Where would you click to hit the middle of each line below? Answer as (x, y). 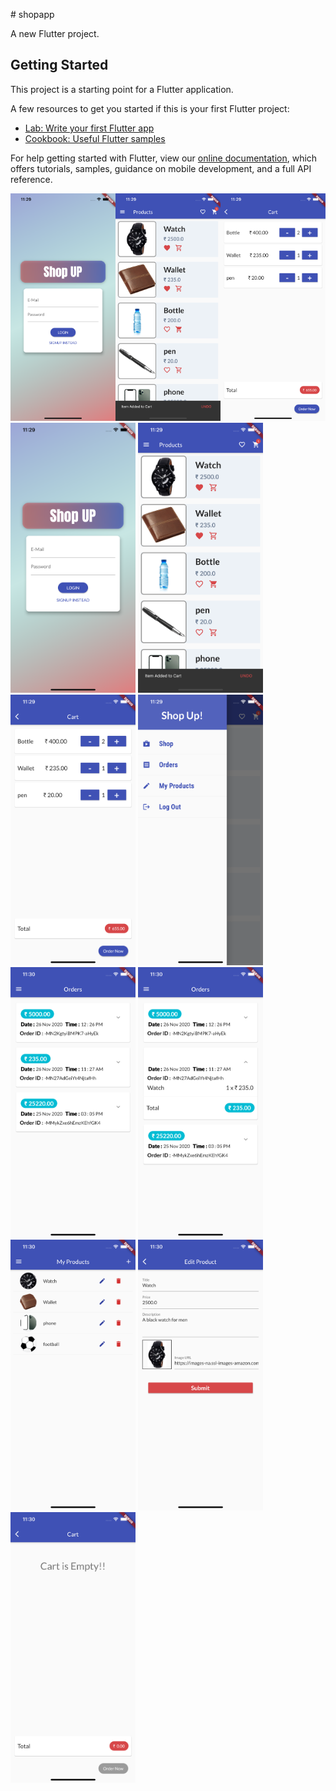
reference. (31, 179)
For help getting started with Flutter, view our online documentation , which (164, 158)
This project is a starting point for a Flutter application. (122, 89)
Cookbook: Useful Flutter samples (95, 138)
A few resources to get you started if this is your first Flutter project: (150, 108)
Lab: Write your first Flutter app (89, 128)
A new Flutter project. (55, 33)
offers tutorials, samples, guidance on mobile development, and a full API (161, 168)
